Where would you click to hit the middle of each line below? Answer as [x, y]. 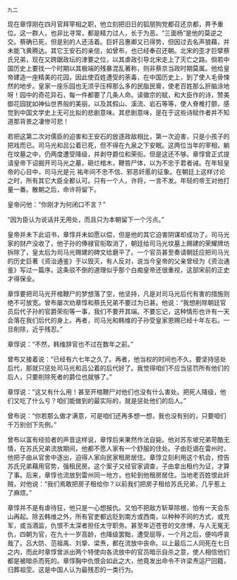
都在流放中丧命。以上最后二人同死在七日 [171, 543]
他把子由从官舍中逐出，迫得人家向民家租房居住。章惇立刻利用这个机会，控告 [119, 457]
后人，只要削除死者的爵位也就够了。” [60, 377]
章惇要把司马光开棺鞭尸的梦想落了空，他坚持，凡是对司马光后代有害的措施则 [119, 294]
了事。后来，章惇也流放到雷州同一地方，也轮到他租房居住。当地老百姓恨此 [115, 475]
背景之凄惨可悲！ [44, 121]
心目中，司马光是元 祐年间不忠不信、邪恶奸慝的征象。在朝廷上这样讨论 [122, 172]
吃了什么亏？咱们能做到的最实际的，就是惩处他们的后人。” [103, 401]
